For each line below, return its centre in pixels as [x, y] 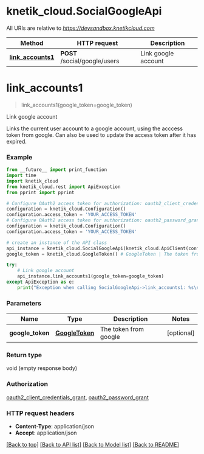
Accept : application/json [46, 433]
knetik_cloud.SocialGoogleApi [84, 11]
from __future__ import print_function [57, 170]
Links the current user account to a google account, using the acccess [95, 128]
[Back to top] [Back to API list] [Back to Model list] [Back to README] [93, 444]
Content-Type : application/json [54, 426]
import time [21, 176]
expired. [17, 141]
